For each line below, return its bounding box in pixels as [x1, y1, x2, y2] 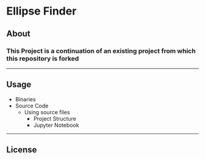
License [6, 144, 37, 155]
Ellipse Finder [6, 4, 77, 18]
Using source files [24, 108, 70, 116]
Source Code [15, 102, 49, 109]
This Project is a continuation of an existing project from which [6, 47, 196, 55]
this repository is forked [6, 54, 79, 63]
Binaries [15, 95, 36, 103]
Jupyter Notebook [33, 121, 79, 129]
